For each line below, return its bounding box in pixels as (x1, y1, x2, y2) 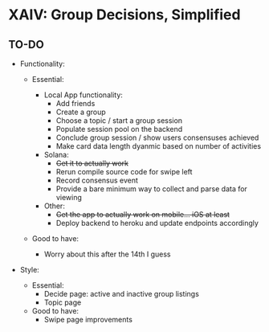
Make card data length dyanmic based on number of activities (55, 141, 262, 150)
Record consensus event (55, 175, 139, 185)
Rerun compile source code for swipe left (55, 167, 193, 176)
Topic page (43, 297, 82, 307)
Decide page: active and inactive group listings (43, 289, 199, 298)
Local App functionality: (43, 90, 123, 100)
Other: (43, 201, 66, 211)
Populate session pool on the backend (55, 125, 183, 133)
